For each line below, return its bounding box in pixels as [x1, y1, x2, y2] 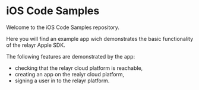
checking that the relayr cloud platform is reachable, [14, 64, 143, 72]
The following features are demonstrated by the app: [6, 53, 135, 60]
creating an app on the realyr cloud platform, [14, 70, 125, 78]
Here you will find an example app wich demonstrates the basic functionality [6, 35, 194, 42]
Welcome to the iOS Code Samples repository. [6, 24, 120, 31]
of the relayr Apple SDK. [6, 41, 65, 49]
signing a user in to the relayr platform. [14, 77, 110, 84]
